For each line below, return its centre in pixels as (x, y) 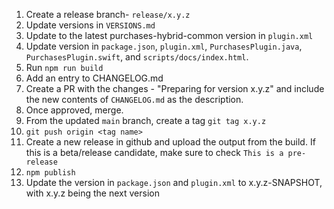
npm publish (50, 173)
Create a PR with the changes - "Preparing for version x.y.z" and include (175, 88)
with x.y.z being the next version (92, 193)
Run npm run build (64, 67)
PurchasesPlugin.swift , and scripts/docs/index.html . (137, 57)
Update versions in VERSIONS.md (90, 25)
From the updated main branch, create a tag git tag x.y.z (146, 120)
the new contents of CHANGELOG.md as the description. (134, 99)
